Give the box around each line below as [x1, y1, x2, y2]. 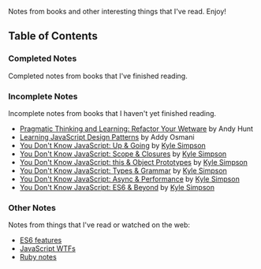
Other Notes [8, 202, 57, 213]
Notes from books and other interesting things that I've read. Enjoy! [8, 7, 227, 16]
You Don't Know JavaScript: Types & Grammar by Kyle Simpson [19, 166, 227, 175]
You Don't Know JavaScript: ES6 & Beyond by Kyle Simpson [19, 182, 215, 192]
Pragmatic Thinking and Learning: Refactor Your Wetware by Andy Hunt [19, 124, 254, 133]
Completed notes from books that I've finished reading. [8, 71, 188, 80]
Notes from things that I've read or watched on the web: [8, 220, 191, 230]
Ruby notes [19, 252, 57, 262]
